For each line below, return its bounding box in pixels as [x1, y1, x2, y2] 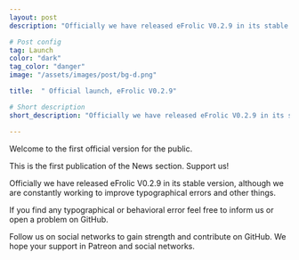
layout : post [9, 12, 58, 22]
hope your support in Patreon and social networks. [9, 240, 196, 251]
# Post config [9, 37, 62, 46]
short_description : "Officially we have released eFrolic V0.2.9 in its [9, 110, 285, 120]
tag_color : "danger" [9, 62, 86, 71]
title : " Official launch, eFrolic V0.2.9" [9, 86, 177, 95]
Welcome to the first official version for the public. [9, 143, 193, 154]
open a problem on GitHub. [9, 214, 109, 224]
